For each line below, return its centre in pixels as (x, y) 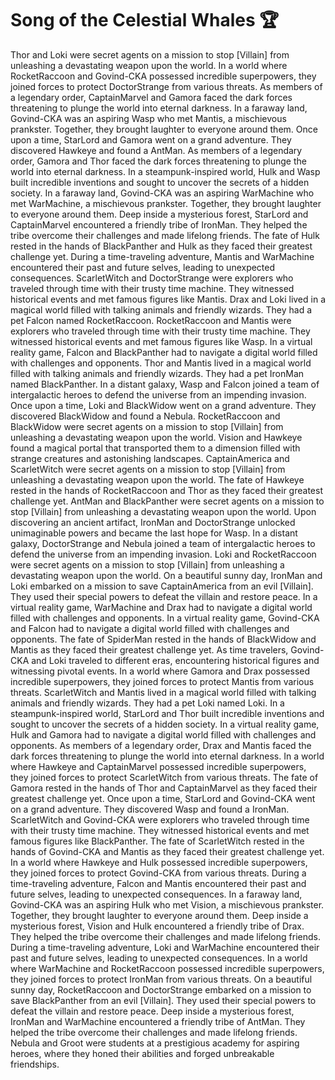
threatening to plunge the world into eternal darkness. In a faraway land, (159, 108)
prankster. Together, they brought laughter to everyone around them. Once (164, 129)
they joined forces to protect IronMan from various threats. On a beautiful (161, 979)
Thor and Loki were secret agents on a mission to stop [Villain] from (150, 54)
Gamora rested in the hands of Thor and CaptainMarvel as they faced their (164, 788)
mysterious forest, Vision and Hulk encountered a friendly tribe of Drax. (157, 926)
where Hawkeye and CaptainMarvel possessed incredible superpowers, (158, 766)
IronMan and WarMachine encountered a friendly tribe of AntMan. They (158, 1021)
